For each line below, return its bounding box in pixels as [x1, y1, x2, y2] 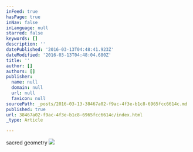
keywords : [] [6, 36, 38, 42]
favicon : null [11, 95, 46, 101]
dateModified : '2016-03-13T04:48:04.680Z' [6, 52, 111, 58]
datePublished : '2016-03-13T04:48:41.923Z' [6, 47, 114, 53]
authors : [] [6, 68, 35, 74]
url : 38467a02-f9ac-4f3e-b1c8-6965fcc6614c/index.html [6, 112, 143, 118]
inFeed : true [6, 8, 38, 15]
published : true [6, 106, 46, 112]
